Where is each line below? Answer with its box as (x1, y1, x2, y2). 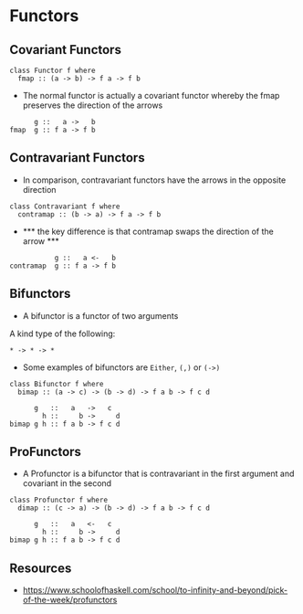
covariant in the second (22, 478, 112, 489)
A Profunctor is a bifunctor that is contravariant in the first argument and (22, 468, 295, 480)
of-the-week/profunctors (22, 595, 118, 606)
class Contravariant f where (9, 202, 120, 211)
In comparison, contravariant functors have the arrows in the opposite (22, 175, 287, 185)
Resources (9, 560, 72, 576)
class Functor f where (9, 66, 96, 75)
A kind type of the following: (9, 328, 116, 339)
